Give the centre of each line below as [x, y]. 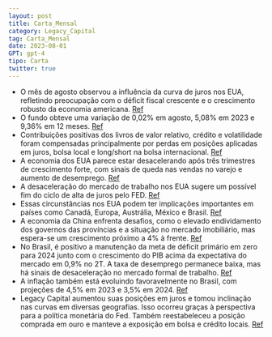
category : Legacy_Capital [52, 31]
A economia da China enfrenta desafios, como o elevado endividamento [140, 220]
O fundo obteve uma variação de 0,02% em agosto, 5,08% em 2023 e [137, 117]
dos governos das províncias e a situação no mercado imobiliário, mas [138, 229]
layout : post [30, 16]
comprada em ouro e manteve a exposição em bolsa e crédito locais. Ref [142, 324]
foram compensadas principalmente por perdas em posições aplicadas [138, 143]
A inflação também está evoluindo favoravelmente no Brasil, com [128, 281]
